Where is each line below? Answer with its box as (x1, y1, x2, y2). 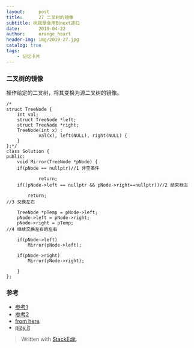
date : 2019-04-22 (6, 25, 66, 32)
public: (6, 154, 26, 160)
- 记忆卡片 (17, 53, 41, 59)
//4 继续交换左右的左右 (6, 226, 58, 232)
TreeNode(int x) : (17, 127, 63, 133)
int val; (17, 112, 39, 118)
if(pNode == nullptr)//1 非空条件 (17, 165, 100, 171)
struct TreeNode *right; (17, 122, 79, 128)
